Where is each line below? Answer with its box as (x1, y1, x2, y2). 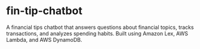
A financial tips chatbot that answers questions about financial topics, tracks (6, 24, 194, 31)
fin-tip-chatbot (6, 4, 82, 18)
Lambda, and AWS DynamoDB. (6, 36, 82, 43)
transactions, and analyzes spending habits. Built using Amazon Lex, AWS (6, 30, 188, 37)
